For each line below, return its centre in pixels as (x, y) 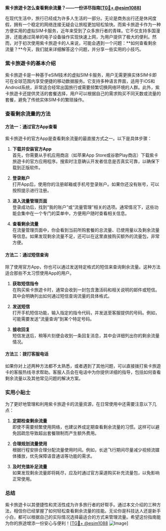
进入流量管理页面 (30, 201)
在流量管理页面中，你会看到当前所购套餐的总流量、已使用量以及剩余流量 (86, 230)
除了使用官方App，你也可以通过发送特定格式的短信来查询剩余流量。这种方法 (83, 266)
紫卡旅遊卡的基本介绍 (30, 63)
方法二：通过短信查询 (27, 255)
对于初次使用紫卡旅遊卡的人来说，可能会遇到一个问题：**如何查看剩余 (85, 43)
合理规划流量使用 (30, 444)
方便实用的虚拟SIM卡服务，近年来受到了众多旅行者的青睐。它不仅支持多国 (81, 31)
